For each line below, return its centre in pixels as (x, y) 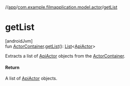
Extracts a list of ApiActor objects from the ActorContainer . (65, 56)
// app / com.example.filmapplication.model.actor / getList (61, 7)
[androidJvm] (19, 41)
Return (12, 67)
